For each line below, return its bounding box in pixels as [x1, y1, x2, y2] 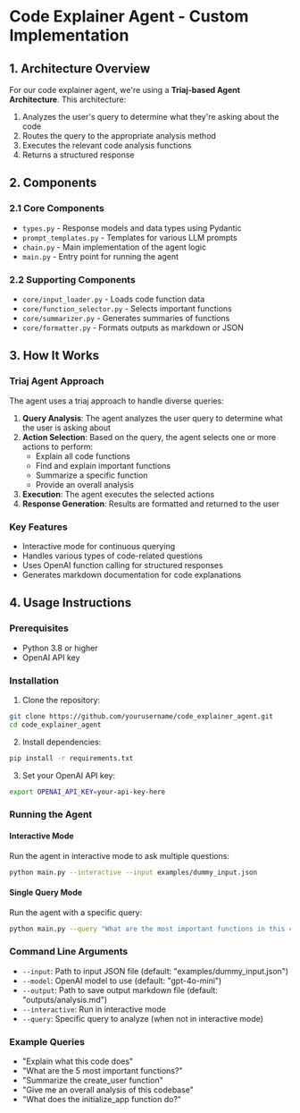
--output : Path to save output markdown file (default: [21, 984, 219, 995]
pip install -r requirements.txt [9, 753, 134, 762]
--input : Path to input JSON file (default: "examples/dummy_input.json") [21, 965, 288, 976]
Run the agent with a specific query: [9, 906, 143, 918]
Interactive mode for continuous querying [21, 540, 176, 551]
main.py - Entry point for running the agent [21, 251, 179, 261]
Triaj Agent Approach [9, 375, 104, 387]
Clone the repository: [21, 694, 101, 705]
